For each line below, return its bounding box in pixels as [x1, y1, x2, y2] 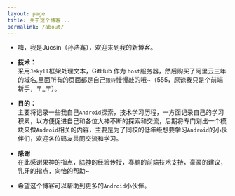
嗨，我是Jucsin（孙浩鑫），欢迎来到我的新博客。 [17, 43, 157, 52]
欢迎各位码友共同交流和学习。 [36, 134, 123, 143]
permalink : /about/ [7, 23, 65, 30]
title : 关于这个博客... [7, 17, 70, 24]
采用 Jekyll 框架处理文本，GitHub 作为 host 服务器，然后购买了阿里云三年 [17, 67, 227, 76]
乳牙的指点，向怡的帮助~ [17, 167, 90, 175]
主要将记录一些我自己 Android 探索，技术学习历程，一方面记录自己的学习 [17, 108, 224, 116]
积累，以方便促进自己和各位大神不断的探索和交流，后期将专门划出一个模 [17, 117, 227, 125]
